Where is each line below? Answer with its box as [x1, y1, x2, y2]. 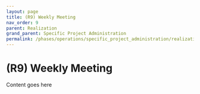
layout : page [6, 8, 39, 15]
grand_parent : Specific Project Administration [6, 31, 127, 37]
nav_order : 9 [6, 20, 39, 25]
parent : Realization [6, 25, 58, 31]
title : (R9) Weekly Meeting [6, 14, 76, 20]
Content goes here [6, 81, 52, 88]
